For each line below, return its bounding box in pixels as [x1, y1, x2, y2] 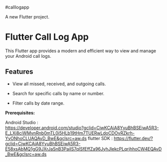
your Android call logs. [5, 53, 51, 59]
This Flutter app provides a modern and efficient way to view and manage [5, 47, 157, 54]
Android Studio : [5, 119, 39, 125]
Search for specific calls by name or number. [12, 90, 104, 96]
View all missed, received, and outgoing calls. [12, 81, 106, 87]
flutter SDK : [87, 135, 113, 141]
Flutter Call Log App [5, 31, 89, 43]
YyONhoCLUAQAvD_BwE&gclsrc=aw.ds [5, 135, 87, 141]
